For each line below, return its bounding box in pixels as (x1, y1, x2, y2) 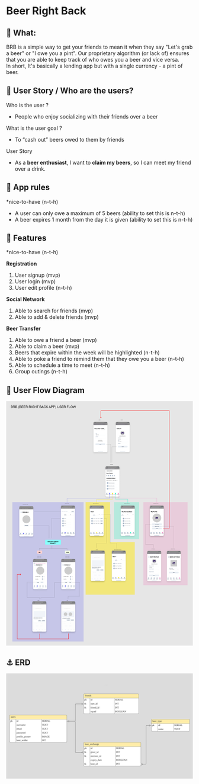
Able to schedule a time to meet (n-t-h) (14, 361, 111, 369)
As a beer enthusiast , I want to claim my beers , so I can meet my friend (14, 159, 191, 166)
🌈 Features (6, 233, 47, 244)
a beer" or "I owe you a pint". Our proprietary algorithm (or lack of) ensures (6, 50, 190, 57)
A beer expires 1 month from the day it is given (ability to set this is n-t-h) (14, 216, 193, 223)
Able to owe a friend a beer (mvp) (14, 337, 97, 344)
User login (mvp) (14, 278, 56, 285)
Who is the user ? (6, 101, 49, 108)
